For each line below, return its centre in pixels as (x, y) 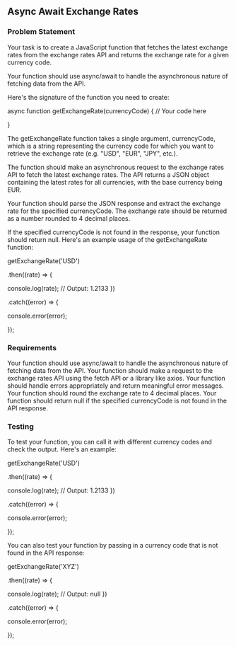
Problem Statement (41, 32)
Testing (20, 426)
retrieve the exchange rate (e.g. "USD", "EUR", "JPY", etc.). (93, 153)
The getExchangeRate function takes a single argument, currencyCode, (111, 138)
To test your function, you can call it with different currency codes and (110, 442)
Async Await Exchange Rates (73, 12)
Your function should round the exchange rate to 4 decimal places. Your (112, 393)
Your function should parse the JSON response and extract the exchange (114, 203)
